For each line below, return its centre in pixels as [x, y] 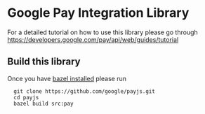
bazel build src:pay [44, 104]
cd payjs [26, 97]
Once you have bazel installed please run [67, 78]
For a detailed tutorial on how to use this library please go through [102, 32]
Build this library [44, 62]
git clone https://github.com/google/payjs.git [85, 91]
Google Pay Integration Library [98, 13]
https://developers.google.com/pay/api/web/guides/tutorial [93, 39]
